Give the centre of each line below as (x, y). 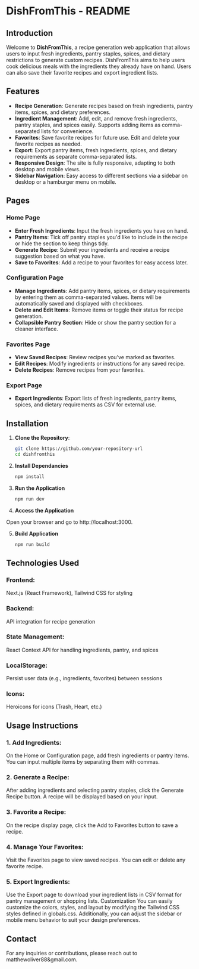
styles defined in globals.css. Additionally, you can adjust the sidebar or (94, 914)
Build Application (36, 533)
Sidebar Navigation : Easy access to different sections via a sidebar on (101, 175)
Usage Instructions (42, 725)
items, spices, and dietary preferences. (63, 112)
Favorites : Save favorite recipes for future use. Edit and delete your (97, 137)
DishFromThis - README (68, 11)
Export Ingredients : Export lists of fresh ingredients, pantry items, (96, 399)
